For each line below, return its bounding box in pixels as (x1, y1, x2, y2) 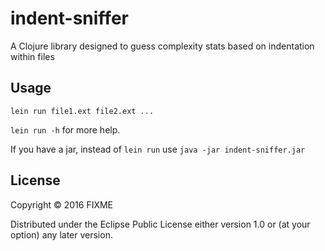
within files (10, 50, 55, 62)
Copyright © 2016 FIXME (10, 198, 114, 211)
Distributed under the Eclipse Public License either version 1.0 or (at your (10, 218, 311, 230)
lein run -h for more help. (10, 123, 121, 136)
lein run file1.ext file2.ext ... (10, 106, 155, 116)
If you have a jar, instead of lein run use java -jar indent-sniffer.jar (10, 143, 306, 155)
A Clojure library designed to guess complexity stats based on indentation (10, 40, 315, 52)
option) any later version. (10, 228, 113, 241)
